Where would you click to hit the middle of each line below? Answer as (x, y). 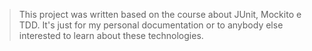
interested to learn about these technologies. (111, 35)
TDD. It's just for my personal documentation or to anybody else (151, 25)
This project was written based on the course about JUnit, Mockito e (160, 14)
